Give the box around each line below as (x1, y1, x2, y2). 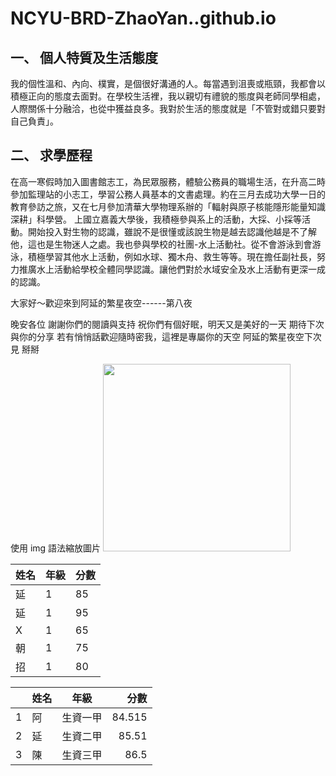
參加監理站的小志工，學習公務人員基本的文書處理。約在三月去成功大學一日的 (10, 188, 326, 200)
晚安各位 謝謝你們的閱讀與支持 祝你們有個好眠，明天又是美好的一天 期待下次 (10, 318, 325, 330)
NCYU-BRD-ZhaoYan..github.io (10, 7, 277, 30)
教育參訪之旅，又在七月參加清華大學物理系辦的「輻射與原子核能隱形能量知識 (10, 200, 326, 212)
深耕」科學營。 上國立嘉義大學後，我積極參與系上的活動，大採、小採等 (10, 213, 302, 225)
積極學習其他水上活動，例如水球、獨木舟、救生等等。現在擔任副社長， (27, 250, 317, 262)
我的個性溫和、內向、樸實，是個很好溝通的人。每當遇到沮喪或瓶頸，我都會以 (10, 78, 326, 89)
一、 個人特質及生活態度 (10, 49, 158, 66)
